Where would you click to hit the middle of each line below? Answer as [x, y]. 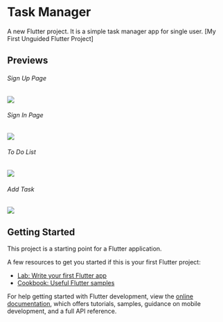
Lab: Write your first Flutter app [62, 276]
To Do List [22, 152]
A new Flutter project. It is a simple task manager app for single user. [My [111, 31]
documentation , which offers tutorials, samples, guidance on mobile [104, 303]
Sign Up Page [27, 78]
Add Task [21, 189]
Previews [28, 61]
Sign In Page [25, 115]
